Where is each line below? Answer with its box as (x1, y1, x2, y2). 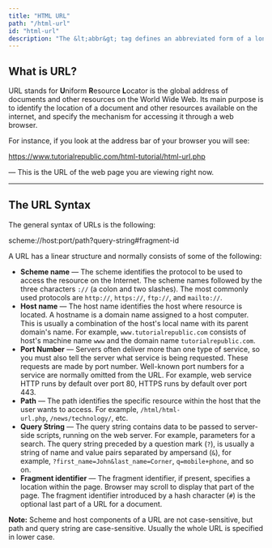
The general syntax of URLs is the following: (8, 219, 156, 229)
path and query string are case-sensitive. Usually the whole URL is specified (8, 523, 264, 533)
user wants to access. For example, (19, 404, 139, 414)
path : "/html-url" (8, 19, 70, 28)
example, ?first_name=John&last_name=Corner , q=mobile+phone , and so (19, 456, 254, 465)
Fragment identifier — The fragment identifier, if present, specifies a (19, 473, 251, 482)
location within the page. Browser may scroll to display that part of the (19, 482, 255, 491)
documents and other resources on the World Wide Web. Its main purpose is (8, 95, 264, 104)
